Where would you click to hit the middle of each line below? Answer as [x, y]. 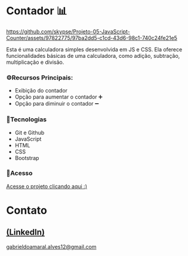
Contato [27, 210]
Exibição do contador [41, 91]
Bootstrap [27, 158]
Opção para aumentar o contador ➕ [58, 97]
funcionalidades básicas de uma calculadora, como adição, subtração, [93, 55]
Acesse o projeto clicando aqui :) [47, 186]
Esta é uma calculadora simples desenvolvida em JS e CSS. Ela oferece [94, 49]
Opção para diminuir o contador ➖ [57, 104]
